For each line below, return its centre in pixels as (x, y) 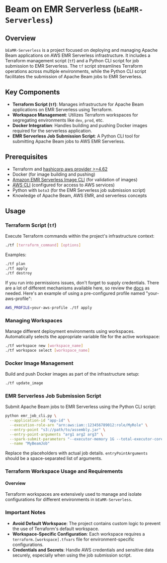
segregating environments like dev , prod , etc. (58, 120)
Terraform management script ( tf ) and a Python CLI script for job (72, 61)
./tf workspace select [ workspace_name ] (48, 350)
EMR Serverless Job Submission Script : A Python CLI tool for (76, 136)
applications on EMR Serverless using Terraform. (62, 109)
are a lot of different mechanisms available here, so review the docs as (78, 288)
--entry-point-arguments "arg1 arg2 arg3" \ (56, 434)
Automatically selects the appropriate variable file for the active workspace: (83, 336)
